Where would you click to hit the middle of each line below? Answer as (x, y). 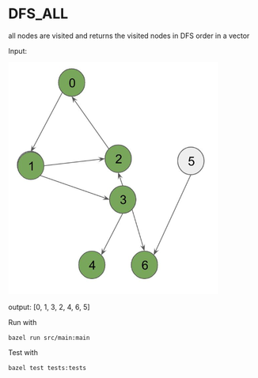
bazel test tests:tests (47, 368)
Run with (23, 322)
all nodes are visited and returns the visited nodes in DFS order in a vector (129, 36)
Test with (23, 352)
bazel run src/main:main (49, 338)
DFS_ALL (38, 14)
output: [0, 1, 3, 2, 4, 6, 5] (49, 307)
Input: (18, 51)
